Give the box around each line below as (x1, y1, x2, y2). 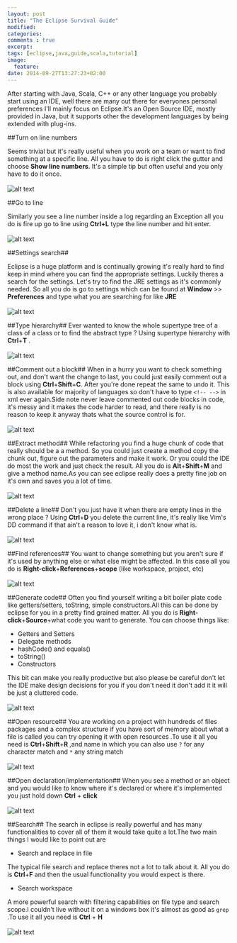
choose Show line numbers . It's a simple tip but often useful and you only (7, 162, 224, 170)
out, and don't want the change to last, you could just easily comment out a (7, 372, 227, 381)
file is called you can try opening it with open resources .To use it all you (7, 732, 218, 741)
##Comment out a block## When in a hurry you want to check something (7, 364, 222, 373)
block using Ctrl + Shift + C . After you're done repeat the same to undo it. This (7, 380, 230, 389)
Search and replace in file (17, 849, 93, 857)
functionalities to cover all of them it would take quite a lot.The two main (7, 827, 217, 836)
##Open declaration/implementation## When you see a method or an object (7, 776, 230, 784)
